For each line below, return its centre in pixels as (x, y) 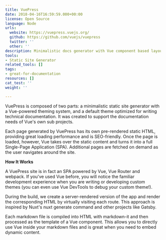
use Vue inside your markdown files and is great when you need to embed (81, 227)
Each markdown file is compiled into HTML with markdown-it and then (77, 216)
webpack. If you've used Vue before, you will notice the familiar (70, 176)
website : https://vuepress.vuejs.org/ (50, 33)
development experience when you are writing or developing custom (75, 182)
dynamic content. (23, 232)
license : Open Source (27, 19)
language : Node (21, 23)
